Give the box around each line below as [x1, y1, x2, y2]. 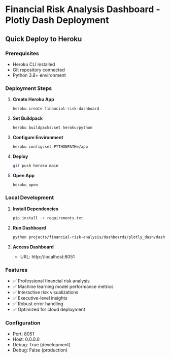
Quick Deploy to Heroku [5, 35, 82, 43]
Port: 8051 [12, 331, 35, 337]
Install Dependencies [12, 206, 58, 212]
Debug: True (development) [12, 342, 71, 348]
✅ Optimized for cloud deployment [12, 306, 85, 312]
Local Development [5, 194, 54, 201]
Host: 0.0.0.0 [12, 336, 40, 342]
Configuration [5, 319, 41, 326]
